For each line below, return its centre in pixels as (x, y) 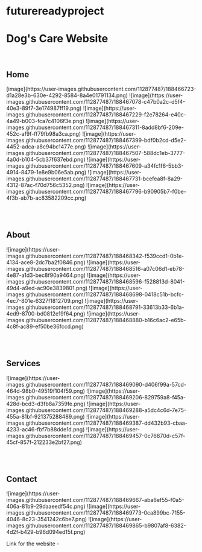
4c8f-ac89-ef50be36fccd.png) (45, 326)
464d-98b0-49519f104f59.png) (46, 391)
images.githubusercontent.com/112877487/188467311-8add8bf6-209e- (95, 127)
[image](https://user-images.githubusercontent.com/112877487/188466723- (101, 89)
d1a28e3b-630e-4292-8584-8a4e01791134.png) (67, 95)
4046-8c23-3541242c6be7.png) (47, 519)
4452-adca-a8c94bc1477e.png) (46, 147)
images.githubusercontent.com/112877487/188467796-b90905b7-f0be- (96, 191)
